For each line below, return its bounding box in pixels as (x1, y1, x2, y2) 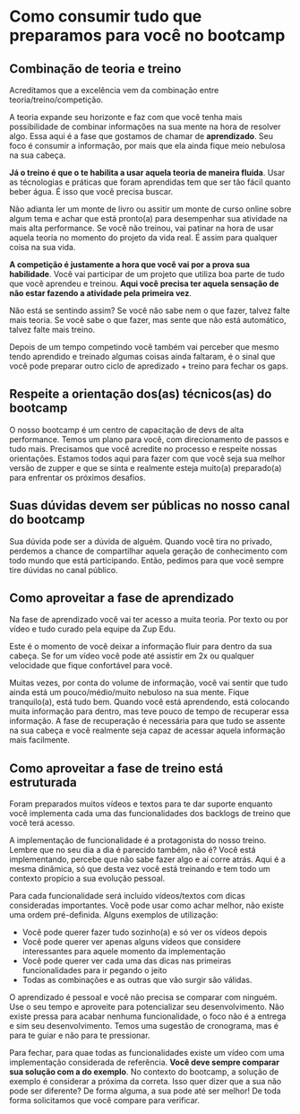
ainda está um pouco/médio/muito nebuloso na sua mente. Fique (9, 687, 249, 698)
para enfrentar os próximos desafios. (9, 472, 146, 483)
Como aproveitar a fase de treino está (9, 761, 224, 776)
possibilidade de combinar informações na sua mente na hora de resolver (9, 121, 281, 132)
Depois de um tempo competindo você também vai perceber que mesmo (9, 342, 279, 352)
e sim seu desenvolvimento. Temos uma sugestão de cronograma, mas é (9, 1021, 279, 1031)
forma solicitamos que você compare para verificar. (9, 1095, 200, 1106)
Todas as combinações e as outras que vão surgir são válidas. (21, 975, 253, 986)
